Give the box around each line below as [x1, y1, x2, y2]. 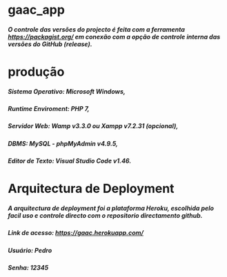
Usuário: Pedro [8, 246, 52, 254]
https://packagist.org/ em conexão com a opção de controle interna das [8, 32, 221, 41]
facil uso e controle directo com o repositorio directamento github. [8, 211, 203, 219]
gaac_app [8, 2, 65, 18]
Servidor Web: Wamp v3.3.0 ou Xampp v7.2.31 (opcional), [8, 122, 179, 130]
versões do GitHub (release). [8, 40, 92, 48]
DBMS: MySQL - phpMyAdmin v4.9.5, [8, 139, 119, 147]
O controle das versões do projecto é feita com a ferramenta [8, 25, 186, 33]
